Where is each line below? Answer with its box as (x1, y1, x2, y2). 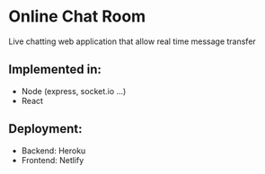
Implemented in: (8, 62, 102, 77)
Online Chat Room (8, 6, 146, 27)
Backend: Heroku (21, 145, 86, 156)
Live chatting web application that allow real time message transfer (8, 36, 257, 47)
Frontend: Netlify (21, 154, 84, 165)
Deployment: (8, 121, 83, 136)
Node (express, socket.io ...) (21, 85, 127, 96)
